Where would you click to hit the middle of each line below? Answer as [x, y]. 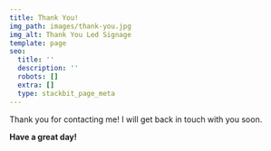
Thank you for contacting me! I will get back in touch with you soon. [136, 119]
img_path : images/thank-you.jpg [70, 26]
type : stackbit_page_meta [67, 93]
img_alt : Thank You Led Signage [70, 34]
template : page [38, 43]
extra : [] [36, 85]
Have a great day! [43, 137]
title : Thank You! [44, 18]
